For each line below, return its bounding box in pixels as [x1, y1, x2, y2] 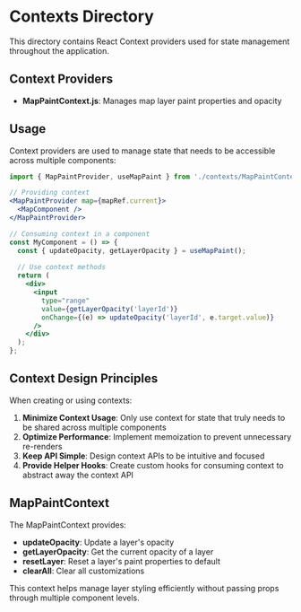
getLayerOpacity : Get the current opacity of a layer [21, 546, 214, 557]
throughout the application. [9, 45, 110, 56]
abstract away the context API [21, 469, 134, 480]
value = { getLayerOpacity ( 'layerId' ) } [41, 304, 178, 313]
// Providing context [9, 188, 90, 197]
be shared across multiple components [21, 422, 168, 433]
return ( [17, 271, 50, 280]
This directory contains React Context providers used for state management [9, 36, 290, 47]
